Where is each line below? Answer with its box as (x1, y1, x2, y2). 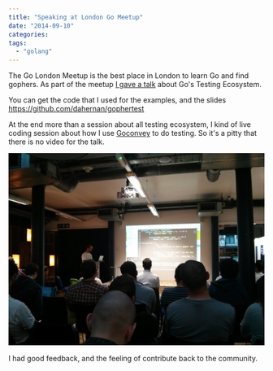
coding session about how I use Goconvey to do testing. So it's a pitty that (8, 129, 258, 138)
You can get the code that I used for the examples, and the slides (8, 95, 227, 105)
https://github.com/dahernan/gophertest (8, 104, 145, 114)
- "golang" (15, 47, 53, 56)
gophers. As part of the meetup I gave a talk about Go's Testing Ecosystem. (8, 80, 262, 89)
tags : (8, 39, 27, 47)
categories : (8, 30, 49, 38)
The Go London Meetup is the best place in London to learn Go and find (8, 71, 249, 81)
